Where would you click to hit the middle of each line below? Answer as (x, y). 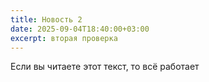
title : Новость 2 (46, 19)
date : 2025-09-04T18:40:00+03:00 (80, 29)
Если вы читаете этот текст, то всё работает (105, 67)
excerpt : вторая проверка (64, 38)
